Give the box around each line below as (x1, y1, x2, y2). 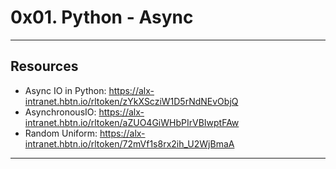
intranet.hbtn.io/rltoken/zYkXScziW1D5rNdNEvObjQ (24, 95, 239, 107)
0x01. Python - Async (10, 6, 194, 29)
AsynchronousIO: (24, 106, 97, 118)
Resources (10, 58, 79, 75)
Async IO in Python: (24, 84, 107, 96)
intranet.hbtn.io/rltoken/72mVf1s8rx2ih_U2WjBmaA (24, 137, 235, 150)
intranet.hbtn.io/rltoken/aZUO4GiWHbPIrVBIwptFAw (24, 116, 240, 128)
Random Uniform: (24, 127, 98, 139)
